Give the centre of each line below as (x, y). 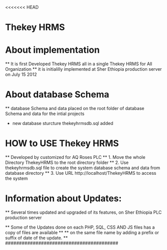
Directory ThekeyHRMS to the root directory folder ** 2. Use (67, 162)
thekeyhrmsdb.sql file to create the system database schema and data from (83, 168)
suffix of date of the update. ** (37, 238)
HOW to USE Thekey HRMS (62, 143)
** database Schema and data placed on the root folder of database (75, 109)
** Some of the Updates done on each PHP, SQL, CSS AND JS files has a (80, 227)
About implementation (52, 50)
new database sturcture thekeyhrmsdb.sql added (63, 124)
